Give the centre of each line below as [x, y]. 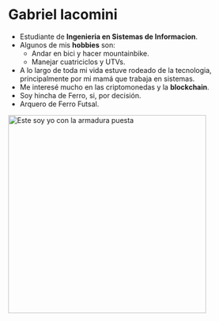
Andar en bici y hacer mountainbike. [91, 53]
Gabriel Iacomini [63, 15]
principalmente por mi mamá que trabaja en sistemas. [107, 78]
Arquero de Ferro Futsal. [59, 104]
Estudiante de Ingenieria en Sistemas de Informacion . [109, 36]
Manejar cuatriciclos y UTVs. [78, 62]
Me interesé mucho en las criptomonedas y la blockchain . [114, 87]
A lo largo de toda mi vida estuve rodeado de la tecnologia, [115, 70]
